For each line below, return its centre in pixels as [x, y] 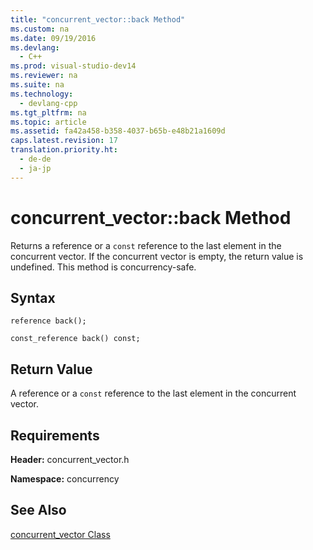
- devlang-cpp [48, 103]
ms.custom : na [40, 29]
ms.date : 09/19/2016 [53, 38]
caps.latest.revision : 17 [64, 141]
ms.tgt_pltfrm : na [48, 112]
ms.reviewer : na [44, 76]
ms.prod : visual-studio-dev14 [73, 66]
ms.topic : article [48, 122]
